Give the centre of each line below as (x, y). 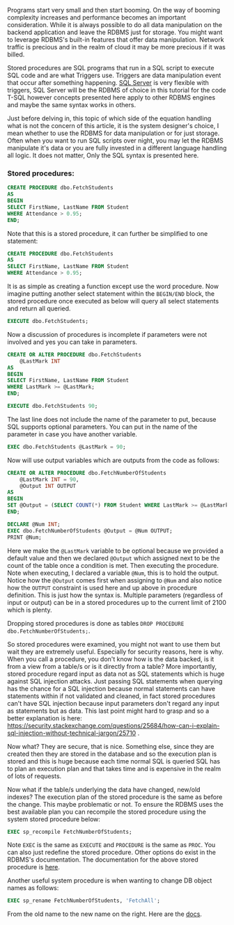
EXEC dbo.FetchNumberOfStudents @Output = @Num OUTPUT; (90, 531)
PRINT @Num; (24, 537)
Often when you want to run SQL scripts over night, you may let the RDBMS (116, 141)
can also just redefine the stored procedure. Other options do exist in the (111, 853)
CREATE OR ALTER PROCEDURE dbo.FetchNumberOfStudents (87, 473)
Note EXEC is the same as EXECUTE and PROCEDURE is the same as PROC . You (111, 845)
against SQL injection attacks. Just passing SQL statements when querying (115, 681)
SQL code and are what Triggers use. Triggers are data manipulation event (114, 75)
